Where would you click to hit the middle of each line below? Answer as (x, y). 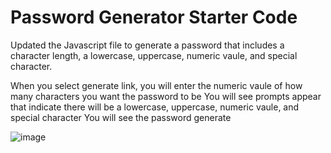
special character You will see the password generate (121, 117)
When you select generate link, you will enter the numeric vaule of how (156, 85)
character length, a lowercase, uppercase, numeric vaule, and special (154, 55)
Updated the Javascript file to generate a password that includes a (147, 45)
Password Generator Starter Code (154, 17)
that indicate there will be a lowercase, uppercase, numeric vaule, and (155, 107)
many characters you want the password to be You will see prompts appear (166, 96)
